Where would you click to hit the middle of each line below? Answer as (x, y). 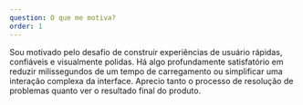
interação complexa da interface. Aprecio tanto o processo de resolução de (151, 81)
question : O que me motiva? (63, 18)
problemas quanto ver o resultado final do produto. (105, 91)
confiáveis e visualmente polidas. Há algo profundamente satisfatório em (147, 62)
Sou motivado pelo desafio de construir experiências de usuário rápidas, (146, 52)
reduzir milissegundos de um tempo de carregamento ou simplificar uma (146, 71)
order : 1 (26, 26)
